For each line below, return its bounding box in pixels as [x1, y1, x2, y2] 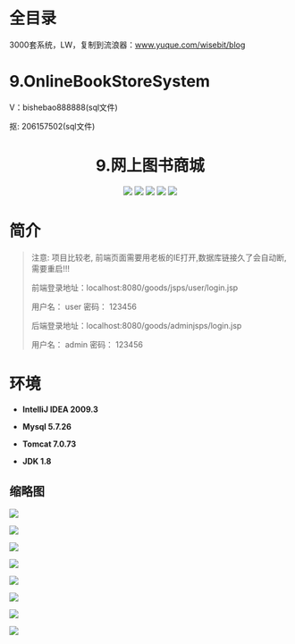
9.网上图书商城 [95, 155, 206, 176]
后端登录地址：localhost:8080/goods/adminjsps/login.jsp [30, 320, 242, 330]
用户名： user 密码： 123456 [30, 301, 137, 312]
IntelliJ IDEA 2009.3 [21, 404, 98, 414]
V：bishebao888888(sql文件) [9, 102, 118, 113]
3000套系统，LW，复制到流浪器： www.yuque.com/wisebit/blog [9, 39, 246, 50]
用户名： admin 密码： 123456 [30, 339, 143, 349]
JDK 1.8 [21, 456, 52, 466]
